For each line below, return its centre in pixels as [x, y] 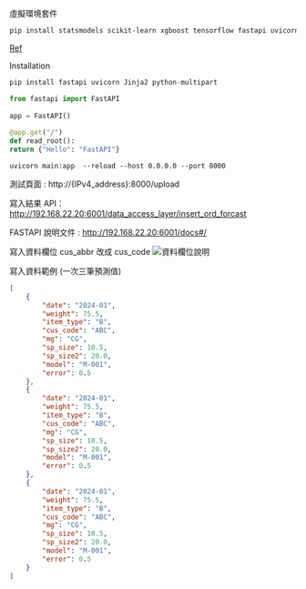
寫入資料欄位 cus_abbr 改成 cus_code [80, 251]
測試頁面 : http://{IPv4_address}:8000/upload [95, 184]
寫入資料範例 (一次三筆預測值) [66, 270]
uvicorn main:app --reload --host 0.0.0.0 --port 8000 [117, 166]
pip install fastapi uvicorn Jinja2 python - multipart [114, 82]
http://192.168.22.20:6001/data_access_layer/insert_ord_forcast [128, 213]
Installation [30, 66]
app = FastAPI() [40, 116]
